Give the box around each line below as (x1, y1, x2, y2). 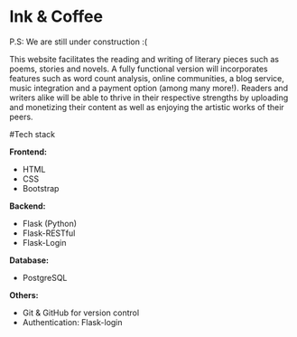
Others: (9, 289, 39, 300)
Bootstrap (22, 183, 60, 193)
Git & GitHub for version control (22, 307, 140, 318)
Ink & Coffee (9, 6, 104, 27)
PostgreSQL (22, 272, 68, 283)
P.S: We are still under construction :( (9, 36, 148, 47)
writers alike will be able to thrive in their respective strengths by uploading (9, 92, 289, 103)
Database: (9, 255, 50, 266)
